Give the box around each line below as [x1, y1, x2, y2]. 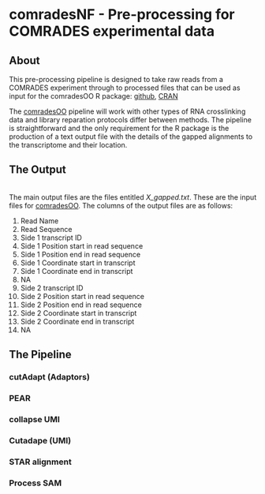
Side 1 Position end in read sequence [20, 249, 141, 259]
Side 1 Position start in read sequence [20, 241, 144, 250]
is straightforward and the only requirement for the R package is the [9, 124, 230, 133]
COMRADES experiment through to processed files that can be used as [9, 83, 241, 92]
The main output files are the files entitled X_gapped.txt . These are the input [9, 192, 257, 202]
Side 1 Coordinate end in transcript [20, 266, 133, 275]
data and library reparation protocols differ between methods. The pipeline [9, 115, 252, 124]
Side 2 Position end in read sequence [20, 300, 143, 309]
